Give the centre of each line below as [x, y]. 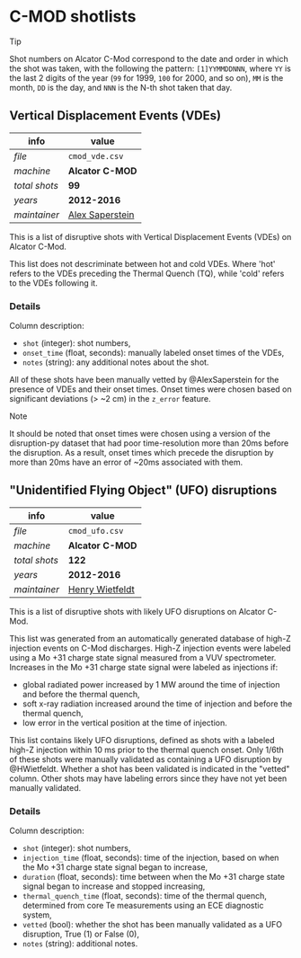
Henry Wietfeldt [101, 589]
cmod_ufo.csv [96, 531]
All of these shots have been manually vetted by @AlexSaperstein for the [144, 380]
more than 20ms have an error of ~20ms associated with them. [126, 462]
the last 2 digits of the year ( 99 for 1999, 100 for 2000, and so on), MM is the [146, 77]
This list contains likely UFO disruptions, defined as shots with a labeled [142, 740]
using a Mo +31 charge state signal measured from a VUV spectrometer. [143, 657]
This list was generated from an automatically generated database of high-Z [150, 638]
